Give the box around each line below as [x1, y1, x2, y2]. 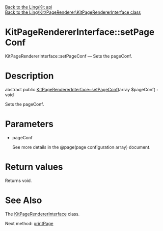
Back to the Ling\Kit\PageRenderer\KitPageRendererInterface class [5, 9, 141, 15]
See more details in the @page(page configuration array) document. [12, 144, 151, 150]
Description [5, 71, 54, 81]
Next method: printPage [5, 220, 54, 226]
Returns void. [5, 178, 32, 183]
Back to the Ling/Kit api [5, 4, 53, 10]
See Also [5, 195, 42, 205]
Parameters [5, 119, 54, 129]
